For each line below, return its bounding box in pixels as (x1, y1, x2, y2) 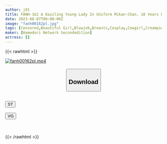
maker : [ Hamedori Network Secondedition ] (5, 30, 92, 35)
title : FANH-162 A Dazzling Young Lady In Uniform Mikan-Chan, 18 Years (5, 12, 159, 17)
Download (69, 78, 98, 86)
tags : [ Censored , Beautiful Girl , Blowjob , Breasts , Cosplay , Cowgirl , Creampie (5, 26, 164, 31)
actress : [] (5, 35, 30, 40)
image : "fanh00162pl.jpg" (5, 21, 59, 26)
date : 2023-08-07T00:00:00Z (5, 16, 64, 21)
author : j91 (5, 7, 30, 12)
